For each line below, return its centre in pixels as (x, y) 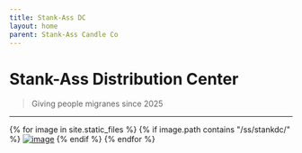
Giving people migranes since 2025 (97, 103)
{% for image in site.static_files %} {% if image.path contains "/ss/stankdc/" (150, 130)
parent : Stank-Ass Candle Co (64, 34)
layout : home (34, 26)
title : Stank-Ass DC (48, 18)
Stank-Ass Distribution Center (124, 79)
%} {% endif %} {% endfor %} (82, 139)
